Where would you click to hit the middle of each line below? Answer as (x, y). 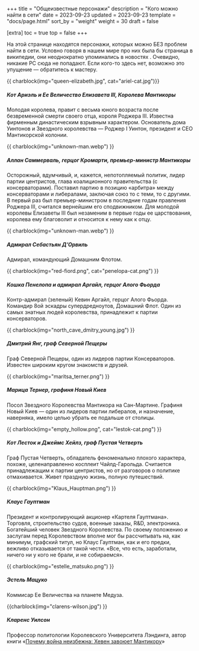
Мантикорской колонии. (37, 135)
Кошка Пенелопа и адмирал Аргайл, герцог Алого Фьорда (84, 284)
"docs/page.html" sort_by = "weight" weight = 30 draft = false (83, 21)
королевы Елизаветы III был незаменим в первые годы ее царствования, (99, 213)
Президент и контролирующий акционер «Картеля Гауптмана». (87, 517)
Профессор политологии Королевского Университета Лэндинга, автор (97, 635)
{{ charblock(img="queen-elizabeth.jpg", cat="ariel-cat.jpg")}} (83, 81)
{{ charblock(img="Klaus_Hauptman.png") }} (61, 488)
